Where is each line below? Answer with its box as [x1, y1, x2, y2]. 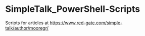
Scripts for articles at [5, 20, 49, 26]
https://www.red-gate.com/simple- [50, 20, 123, 26]
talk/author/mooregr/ [5, 25, 49, 31]
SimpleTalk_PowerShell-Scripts [5, 3, 140, 15]
